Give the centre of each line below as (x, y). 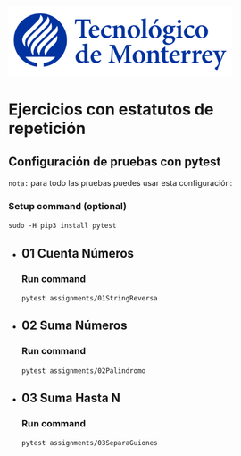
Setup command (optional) (67, 206)
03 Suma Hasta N (71, 398)
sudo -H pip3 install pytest (62, 226)
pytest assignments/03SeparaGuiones (89, 443)
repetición (47, 129)
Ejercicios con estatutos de (111, 110)
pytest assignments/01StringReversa (89, 298)
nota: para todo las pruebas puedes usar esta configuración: (120, 183)
